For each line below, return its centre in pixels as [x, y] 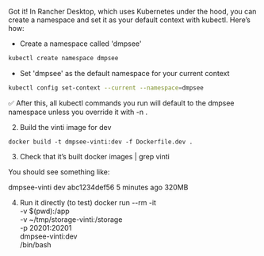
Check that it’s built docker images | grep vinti [95, 156]
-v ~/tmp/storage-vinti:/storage [71, 219]
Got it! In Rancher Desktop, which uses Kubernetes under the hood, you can [132, 11]
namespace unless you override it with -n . [78, 112]
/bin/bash [35, 244]
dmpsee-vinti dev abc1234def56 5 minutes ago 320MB [98, 187]
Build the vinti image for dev [65, 127]
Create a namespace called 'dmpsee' [80, 44]
